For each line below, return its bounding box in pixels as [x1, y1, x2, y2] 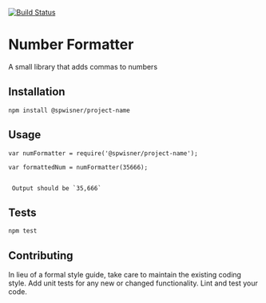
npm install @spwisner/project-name [8, 106, 130, 114]
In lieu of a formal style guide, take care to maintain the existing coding [8, 270, 242, 280]
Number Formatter [8, 36, 134, 54]
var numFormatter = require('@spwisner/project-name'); [8, 149, 198, 157]
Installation [8, 85, 66, 99]
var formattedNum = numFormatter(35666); [8, 163, 149, 171]
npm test [8, 227, 38, 235]
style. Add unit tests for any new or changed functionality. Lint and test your [8, 278, 258, 288]
